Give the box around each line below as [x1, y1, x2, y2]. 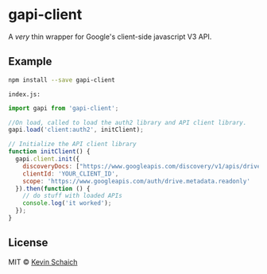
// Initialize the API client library [8, 141, 137, 149]
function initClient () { [8, 148, 91, 156]
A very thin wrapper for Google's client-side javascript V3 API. [8, 32, 212, 41]
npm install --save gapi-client [8, 75, 115, 84]
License [8, 236, 48, 249]
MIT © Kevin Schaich [8, 257, 78, 267]
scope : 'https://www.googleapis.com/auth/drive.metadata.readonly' [22, 177, 250, 185]
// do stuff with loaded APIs [22, 192, 123, 200]
